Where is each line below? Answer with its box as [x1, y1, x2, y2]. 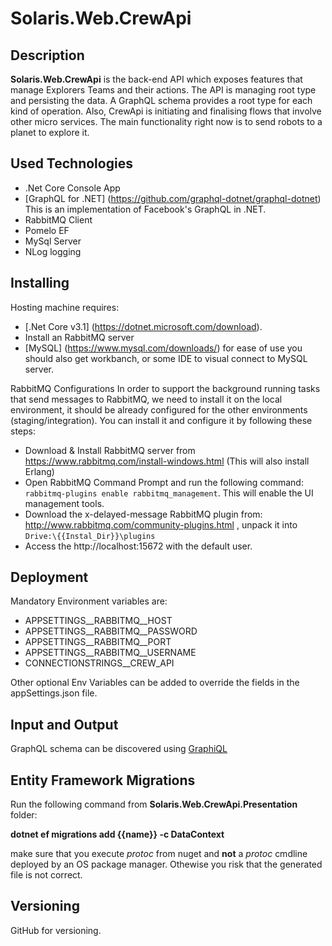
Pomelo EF [24, 224, 70, 236]
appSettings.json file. [10, 687, 98, 699]
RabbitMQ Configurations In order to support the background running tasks [10, 382, 321, 394]
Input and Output [10, 716, 119, 733]
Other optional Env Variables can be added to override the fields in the [10, 677, 300, 689]
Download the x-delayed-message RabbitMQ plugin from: [24, 508, 263, 520]
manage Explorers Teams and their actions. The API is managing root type [10, 84, 317, 96]
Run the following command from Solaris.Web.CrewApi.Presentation [10, 798, 298, 811]
